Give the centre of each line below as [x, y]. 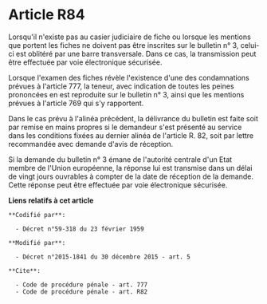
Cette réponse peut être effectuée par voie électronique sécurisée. [118, 184]
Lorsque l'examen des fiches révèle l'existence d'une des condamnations [129, 77]
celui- [250, 45]
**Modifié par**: [37, 243]
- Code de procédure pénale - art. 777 [82, 285]
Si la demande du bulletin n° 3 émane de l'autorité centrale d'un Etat [120, 159]
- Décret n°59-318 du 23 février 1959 [80, 229]
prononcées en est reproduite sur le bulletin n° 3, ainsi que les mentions [126, 94]
